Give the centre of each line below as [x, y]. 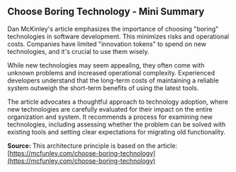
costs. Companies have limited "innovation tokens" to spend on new [107, 44]
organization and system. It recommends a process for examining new [110, 117]
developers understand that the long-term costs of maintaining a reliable [113, 80]
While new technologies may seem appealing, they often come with [106, 65]
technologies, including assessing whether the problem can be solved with [117, 124]
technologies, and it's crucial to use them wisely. [79, 51]
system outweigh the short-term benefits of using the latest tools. [103, 87]
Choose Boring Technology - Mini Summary [106, 12]
